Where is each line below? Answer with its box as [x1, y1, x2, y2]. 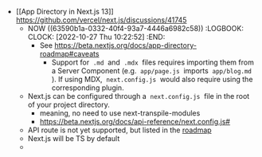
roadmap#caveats [39, 49, 100, 58]
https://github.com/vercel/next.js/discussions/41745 [15, 15, 187, 25]
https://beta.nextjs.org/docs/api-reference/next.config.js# [39, 117, 231, 126]
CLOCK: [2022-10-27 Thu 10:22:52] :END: [27, 32, 166, 41]
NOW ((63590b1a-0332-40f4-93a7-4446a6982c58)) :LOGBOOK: [27, 24, 244, 33]
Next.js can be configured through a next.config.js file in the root [27, 92, 250, 100]
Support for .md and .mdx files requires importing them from [51, 57, 255, 67]
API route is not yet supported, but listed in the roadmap [27, 125, 213, 135]
